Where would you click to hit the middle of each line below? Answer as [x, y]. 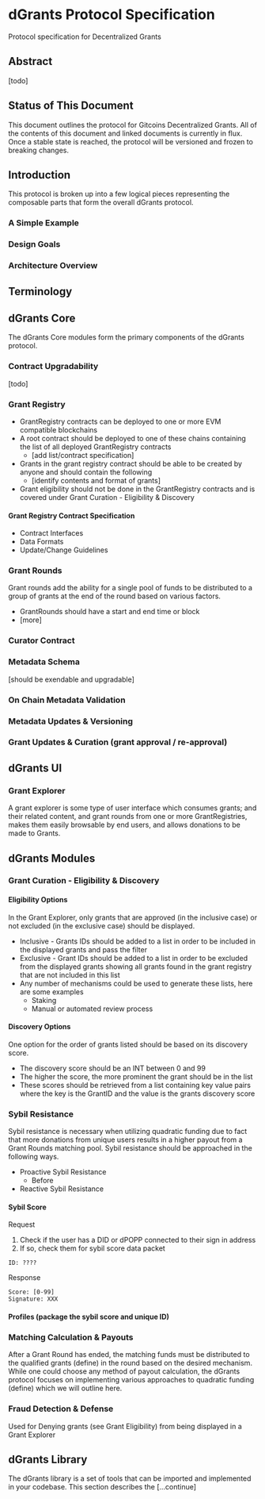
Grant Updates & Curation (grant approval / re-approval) [118, 742]
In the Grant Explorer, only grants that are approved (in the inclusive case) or [133, 917]
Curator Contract [42, 640]
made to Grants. [34, 833]
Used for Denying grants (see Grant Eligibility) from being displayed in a [125, 1426]
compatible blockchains [58, 429]
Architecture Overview [53, 266]
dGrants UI [35, 768]
